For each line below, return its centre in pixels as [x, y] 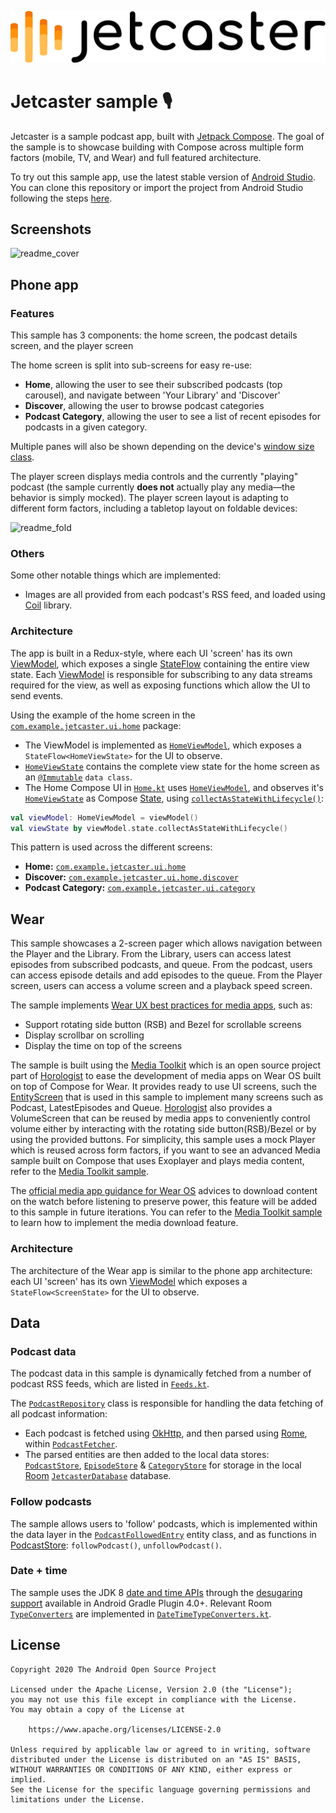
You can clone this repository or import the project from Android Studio [157, 187]
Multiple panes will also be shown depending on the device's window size [162, 447]
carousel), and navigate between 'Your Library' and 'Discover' [152, 395]
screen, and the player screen [72, 346]
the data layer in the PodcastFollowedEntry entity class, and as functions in [163, 1534]
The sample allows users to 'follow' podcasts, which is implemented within [164, 1523]
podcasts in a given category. [86, 427]
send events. [37, 695]
